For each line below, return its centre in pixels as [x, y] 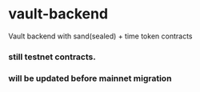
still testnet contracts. [52, 57]
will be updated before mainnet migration [90, 78]
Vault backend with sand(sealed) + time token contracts [100, 36]
